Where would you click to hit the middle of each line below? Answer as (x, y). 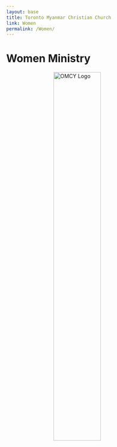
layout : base (22, 12)
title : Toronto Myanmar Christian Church (59, 18)
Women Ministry (49, 59)
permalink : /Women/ (31, 29)
